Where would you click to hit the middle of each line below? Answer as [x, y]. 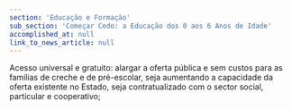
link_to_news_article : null [62, 42]
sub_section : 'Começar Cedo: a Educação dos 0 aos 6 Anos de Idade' [141, 26]
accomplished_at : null [52, 34]
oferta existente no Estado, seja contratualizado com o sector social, [137, 87]
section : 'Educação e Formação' [70, 17]
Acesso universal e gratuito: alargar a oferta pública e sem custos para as [146, 68]
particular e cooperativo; [55, 97]
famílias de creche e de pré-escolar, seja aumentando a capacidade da [141, 78]
